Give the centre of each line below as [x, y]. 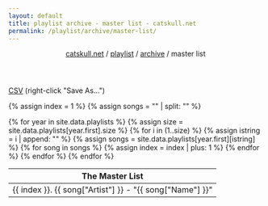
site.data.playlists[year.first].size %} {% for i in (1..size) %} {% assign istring [134, 131]
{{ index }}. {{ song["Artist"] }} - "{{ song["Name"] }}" [113, 190]
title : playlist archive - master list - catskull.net [103, 23]
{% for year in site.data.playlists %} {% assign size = [96, 122]
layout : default [36, 16]
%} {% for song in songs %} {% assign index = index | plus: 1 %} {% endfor [134, 148]
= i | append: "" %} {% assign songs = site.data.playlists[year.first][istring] [132, 139]
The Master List [113, 176]
